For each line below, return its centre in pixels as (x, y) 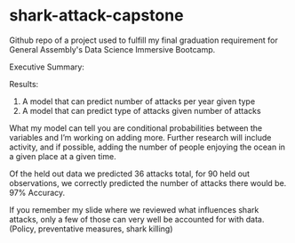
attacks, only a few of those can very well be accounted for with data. (137, 219)
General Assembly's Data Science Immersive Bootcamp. (112, 49)
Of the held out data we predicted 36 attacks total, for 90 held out (130, 174)
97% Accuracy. (37, 192)
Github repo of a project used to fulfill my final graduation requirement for (144, 40)
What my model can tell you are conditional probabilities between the (136, 128)
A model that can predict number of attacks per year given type (139, 101)
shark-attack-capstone (96, 16)
